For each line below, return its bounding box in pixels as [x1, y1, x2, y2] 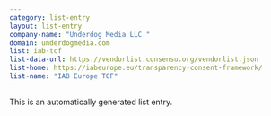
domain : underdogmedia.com [9, 38, 110, 48]
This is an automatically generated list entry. [9, 96, 173, 107]
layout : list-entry [9, 22, 83, 31]
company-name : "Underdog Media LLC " [9, 30, 151, 39]
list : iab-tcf [9, 47, 63, 56]
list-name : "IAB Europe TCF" [9, 72, 118, 81]
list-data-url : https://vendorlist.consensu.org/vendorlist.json [9, 55, 258, 64]
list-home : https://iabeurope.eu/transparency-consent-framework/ [9, 64, 263, 73]
